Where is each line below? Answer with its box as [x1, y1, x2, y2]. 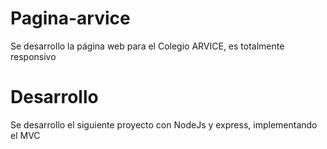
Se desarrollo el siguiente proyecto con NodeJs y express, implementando [10, 118, 318, 131]
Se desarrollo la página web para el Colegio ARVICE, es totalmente [10, 40, 285, 52]
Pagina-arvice [10, 7, 131, 30]
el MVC [10, 129, 41, 141]
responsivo [10, 50, 57, 62]
